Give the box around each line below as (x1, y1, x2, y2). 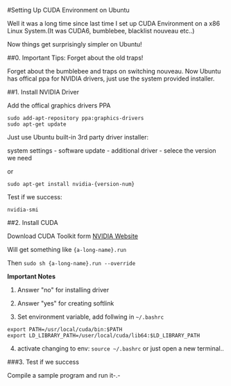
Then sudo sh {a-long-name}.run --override (7, 259, 136, 267)
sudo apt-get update (7, 121, 67, 128)
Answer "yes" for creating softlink (17, 299, 114, 308)
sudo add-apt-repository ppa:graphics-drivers (7, 115, 144, 121)
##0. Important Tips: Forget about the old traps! (7, 53, 144, 62)
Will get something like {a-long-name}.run (7, 246, 127, 253)
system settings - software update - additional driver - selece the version (7, 146, 216, 155)
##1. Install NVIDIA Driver (7, 88, 80, 96)
